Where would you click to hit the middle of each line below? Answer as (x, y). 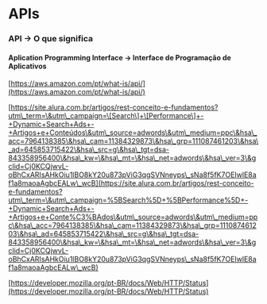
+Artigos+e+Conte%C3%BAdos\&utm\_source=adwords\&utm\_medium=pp (133, 217)
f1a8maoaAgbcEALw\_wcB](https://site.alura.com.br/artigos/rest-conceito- (131, 183)
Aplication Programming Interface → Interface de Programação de (120, 57)
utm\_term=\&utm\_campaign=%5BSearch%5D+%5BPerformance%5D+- (128, 200)
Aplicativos (27, 66)
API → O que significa (51, 39)
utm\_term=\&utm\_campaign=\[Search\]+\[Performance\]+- (106, 116)
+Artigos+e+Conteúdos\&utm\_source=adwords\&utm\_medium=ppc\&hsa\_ (133, 133)
